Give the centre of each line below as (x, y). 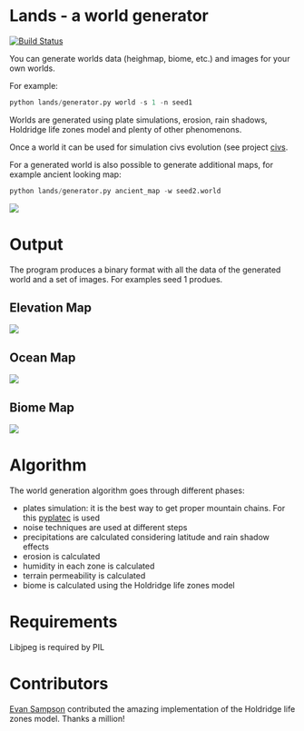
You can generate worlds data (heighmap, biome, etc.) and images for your (150, 58)
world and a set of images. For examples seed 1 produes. (116, 279)
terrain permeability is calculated (84, 576)
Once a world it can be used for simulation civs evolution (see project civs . (149, 147)
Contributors (59, 684)
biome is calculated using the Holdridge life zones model (129, 585)
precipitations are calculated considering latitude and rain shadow (146, 537)
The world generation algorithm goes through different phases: (127, 490)
